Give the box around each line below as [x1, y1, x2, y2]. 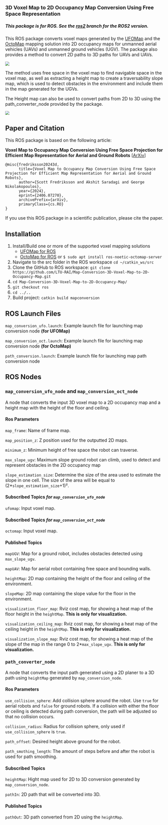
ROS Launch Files [5, 309, 61, 318]
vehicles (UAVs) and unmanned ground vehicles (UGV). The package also [5, 46, 158, 52]
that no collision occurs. [5, 713, 55, 719]
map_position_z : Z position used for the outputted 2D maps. [5, 437, 128, 443]
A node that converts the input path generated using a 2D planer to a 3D [5, 669, 154, 675]
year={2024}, [18, 188, 46, 194]
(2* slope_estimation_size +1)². [5, 483, 69, 489]
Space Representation [5, 10, 61, 17]
